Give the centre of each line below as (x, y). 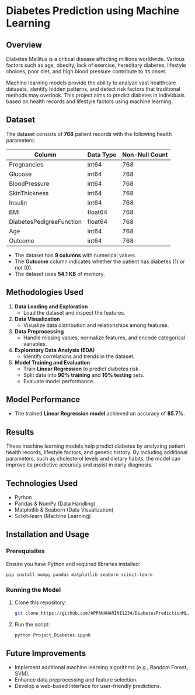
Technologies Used (42, 483)
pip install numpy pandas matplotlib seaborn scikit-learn (79, 575)
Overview (24, 45)
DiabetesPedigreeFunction (45, 222)
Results (20, 432)
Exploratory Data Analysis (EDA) (55, 350)
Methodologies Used (45, 292)
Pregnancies (26, 164)
